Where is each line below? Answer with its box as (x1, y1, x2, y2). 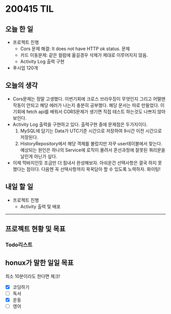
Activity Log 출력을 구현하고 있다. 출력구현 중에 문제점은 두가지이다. (12, 121, 148, 127)
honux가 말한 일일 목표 (5, 259, 74, 267)
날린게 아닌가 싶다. (20, 153, 58, 159)
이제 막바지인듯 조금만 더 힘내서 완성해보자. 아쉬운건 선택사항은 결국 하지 (12, 160, 157, 166)
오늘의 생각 (5, 81, 38, 90)
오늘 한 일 (5, 25, 34, 33)
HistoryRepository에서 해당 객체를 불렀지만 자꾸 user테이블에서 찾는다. (20, 140, 163, 146)
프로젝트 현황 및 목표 (5, 225, 66, 233)
